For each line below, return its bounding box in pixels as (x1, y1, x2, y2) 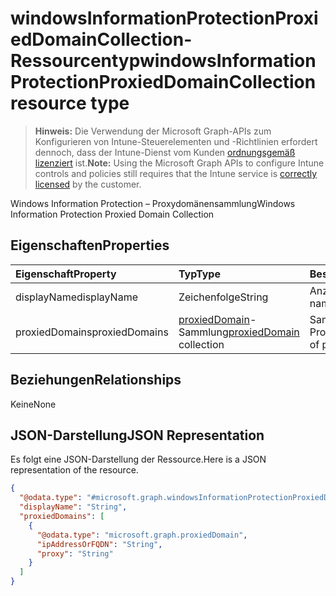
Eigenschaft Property (15, 267, 117, 281)
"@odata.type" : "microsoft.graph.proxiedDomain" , (36, 530, 248, 540)
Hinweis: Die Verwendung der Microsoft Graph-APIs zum (34, 125, 272, 137)
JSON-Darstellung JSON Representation (10, 427, 265, 444)
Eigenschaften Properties (10, 237, 170, 254)
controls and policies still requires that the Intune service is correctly (34, 167, 318, 179)
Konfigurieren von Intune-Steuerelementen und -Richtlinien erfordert (34, 135, 318, 147)
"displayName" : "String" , (19, 502, 128, 512)
